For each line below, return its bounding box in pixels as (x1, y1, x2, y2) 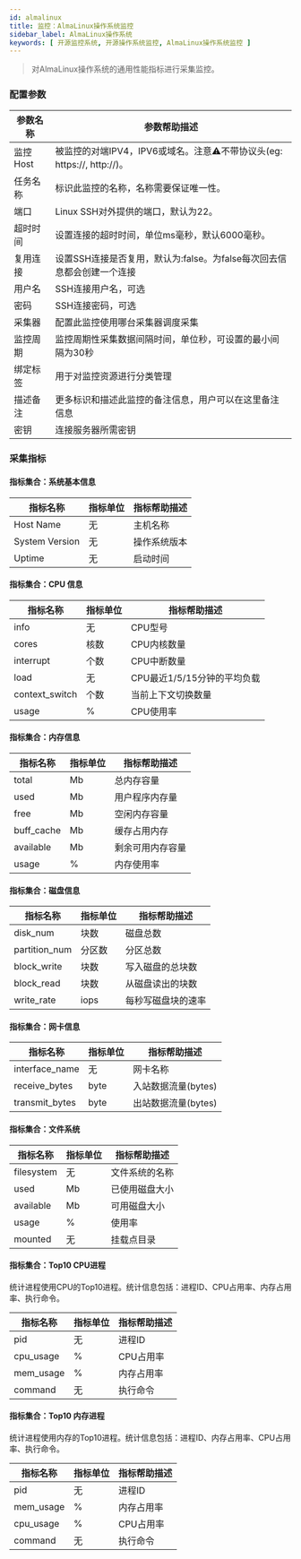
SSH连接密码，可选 (55, 299, 137, 312)
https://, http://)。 (55, 158, 129, 170)
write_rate (13, 994, 56, 1006)
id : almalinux (9, 13, 63, 22)
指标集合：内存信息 (9, 732, 81, 743)
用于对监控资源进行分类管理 (55, 369, 172, 382)
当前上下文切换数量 (130, 688, 212, 701)
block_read (13, 978, 61, 990)
